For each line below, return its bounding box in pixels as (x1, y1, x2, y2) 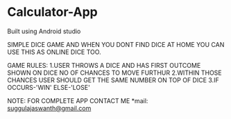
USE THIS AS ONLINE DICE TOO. (7, 48, 102, 56)
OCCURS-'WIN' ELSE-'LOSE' (7, 83, 90, 91)
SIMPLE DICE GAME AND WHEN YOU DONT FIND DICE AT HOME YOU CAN (7, 40, 225, 48)
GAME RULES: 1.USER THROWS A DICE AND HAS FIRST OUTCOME (7, 61, 201, 69)
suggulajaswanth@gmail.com (7, 104, 92, 112)
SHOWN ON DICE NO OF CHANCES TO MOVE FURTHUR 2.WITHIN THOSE (7, 68, 222, 77)
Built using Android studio (7, 27, 81, 35)
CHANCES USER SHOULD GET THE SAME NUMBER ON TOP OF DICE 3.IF (7, 75, 220, 84)
